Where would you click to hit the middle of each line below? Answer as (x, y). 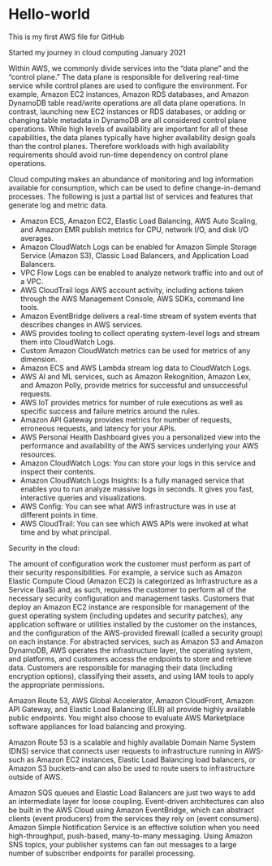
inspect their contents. (58, 471)
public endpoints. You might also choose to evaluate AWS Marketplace (127, 718)
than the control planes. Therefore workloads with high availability (119, 146)
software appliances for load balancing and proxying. (97, 726)
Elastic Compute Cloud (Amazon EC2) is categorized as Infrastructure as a (133, 581)
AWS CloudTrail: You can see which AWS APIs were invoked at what (134, 523)
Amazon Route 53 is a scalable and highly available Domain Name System (132, 742)
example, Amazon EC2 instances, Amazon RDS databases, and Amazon (129, 94)
